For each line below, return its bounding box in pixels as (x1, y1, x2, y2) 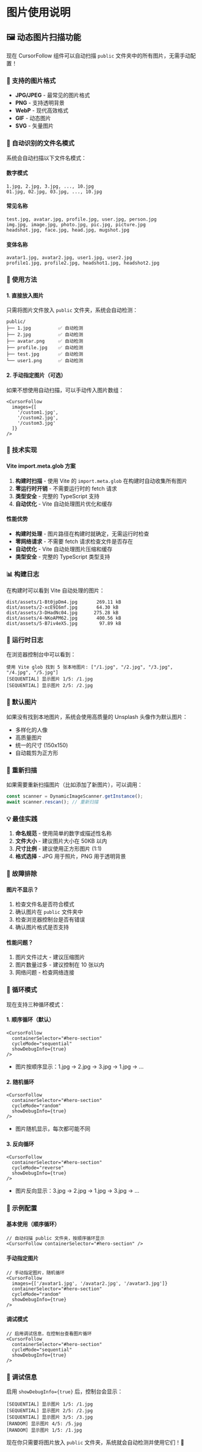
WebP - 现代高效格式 (15, 107, 69, 114)
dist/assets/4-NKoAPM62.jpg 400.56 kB (6, 615, 121, 621)
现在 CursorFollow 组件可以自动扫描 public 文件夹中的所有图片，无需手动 (6, 52, 191, 59)
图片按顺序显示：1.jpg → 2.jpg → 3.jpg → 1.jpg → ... (15, 1063, 144, 1070)
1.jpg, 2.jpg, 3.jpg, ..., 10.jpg (6, 183, 95, 189)
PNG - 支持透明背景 (15, 99, 65, 107)
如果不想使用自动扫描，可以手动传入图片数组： (6, 386, 124, 393)
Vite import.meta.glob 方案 (6, 462, 76, 469)
